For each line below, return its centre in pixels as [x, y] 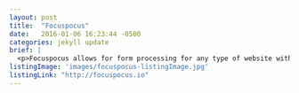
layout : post [33, 17]
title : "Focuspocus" [49, 26]
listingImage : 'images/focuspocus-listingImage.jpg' [109, 67]
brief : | [25, 50]
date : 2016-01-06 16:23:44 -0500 [75, 34]
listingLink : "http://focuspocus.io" [79, 75]
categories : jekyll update [59, 42]
